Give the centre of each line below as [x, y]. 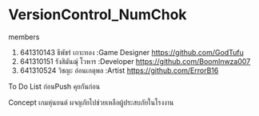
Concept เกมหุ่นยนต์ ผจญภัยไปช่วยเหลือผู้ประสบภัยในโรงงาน [91, 102]
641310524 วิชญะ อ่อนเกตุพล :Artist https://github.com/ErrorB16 [119, 70]
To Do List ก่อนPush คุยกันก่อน [54, 86]
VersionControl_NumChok [98, 15]
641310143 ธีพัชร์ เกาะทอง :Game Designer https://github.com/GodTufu [131, 52]
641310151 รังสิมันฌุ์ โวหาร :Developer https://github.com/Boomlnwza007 [135, 61]
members [24, 37]
